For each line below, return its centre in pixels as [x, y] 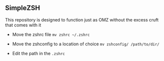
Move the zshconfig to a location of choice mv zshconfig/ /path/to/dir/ [86, 44]
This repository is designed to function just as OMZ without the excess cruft [82, 20]
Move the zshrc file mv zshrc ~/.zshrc [51, 34]
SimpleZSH [23, 8]
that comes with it [23, 25]
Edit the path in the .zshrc [39, 53]
